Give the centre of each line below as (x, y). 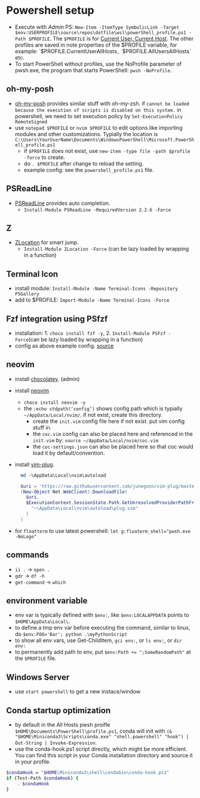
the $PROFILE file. (36, 658)
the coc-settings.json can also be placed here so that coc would (113, 446)
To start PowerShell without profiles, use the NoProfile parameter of (98, 64)
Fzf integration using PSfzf (57, 319)
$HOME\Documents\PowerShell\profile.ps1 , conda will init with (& (93, 731)
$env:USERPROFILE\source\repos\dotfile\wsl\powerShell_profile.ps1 (100, 33)
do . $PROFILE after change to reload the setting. (84, 163)
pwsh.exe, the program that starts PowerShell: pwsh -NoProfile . (93, 70)
